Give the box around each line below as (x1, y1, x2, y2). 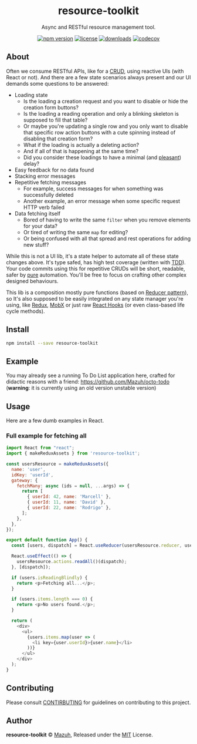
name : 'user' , (11, 466, 46, 472)
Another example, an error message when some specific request (23, 197, 181, 204)
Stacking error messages (14, 172, 76, 180)
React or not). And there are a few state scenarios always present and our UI (6, 73, 191, 80)
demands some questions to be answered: (6, 80, 109, 87)
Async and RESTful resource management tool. (41, 23, 156, 31)
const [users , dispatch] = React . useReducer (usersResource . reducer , (11, 543, 182, 548)
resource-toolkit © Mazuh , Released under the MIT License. (6, 731, 154, 738)
